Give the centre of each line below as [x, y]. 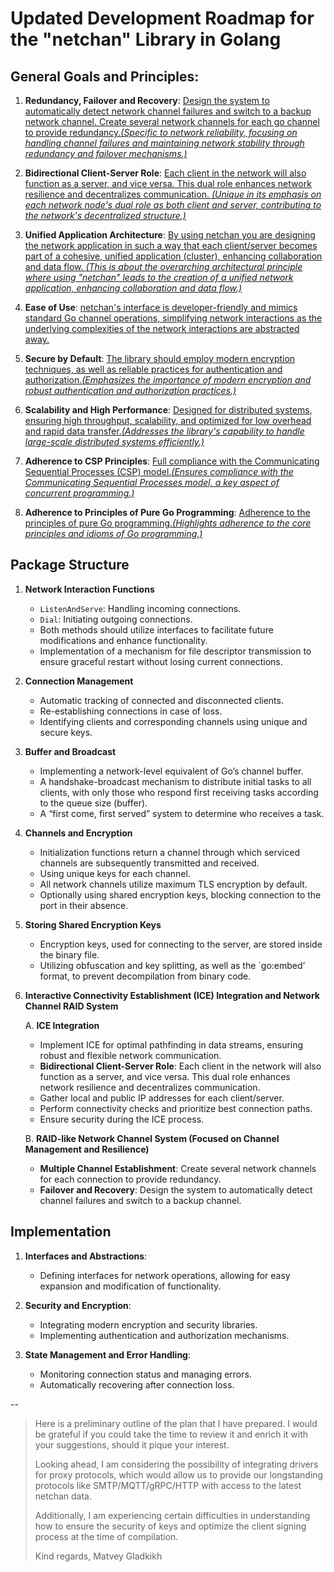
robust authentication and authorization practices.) [130, 390]
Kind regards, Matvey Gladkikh [98, 1556]
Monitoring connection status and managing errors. [145, 1374]
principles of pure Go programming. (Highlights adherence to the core [168, 523]
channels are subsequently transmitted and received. [149, 863]
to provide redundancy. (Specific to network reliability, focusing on [161, 132]
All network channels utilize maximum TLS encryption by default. [173, 884]
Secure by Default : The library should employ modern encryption [160, 358]
